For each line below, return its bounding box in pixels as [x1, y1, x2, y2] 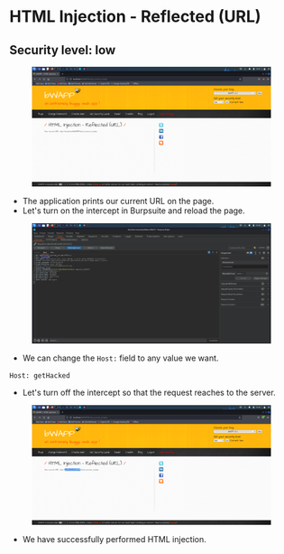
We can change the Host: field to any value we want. [22, 352, 219, 363]
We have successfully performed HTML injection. [22, 534, 206, 545]
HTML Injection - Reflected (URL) [9, 6, 261, 27]
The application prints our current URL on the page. [22, 196, 215, 207]
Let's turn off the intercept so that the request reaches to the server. [22, 387, 277, 398]
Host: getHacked [9, 371, 70, 380]
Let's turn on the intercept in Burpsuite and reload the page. [22, 205, 245, 216]
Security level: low [9, 42, 116, 58]
